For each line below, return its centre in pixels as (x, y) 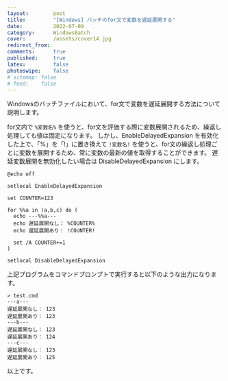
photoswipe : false (38, 71)
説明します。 (25, 112)
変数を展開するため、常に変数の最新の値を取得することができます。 (115, 153)
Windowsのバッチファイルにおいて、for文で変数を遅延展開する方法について (114, 104)
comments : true (37, 52)
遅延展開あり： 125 (31, 358)
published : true (37, 58)
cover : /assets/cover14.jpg (59, 39)
